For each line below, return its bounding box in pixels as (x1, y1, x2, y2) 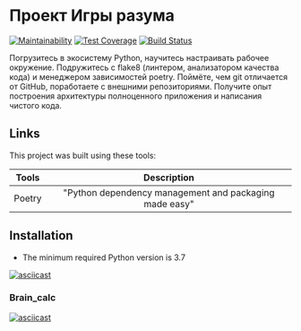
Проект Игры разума (9, 5, 175, 26)
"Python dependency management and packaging (62, 186, 275, 198)
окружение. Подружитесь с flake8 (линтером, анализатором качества (9, 62, 279, 73)
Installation (9, 228, 73, 243)
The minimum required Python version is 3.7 (21, 252, 186, 263)
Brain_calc (9, 292, 56, 304)
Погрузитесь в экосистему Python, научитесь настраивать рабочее (9, 52, 270, 63)
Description (142, 171, 194, 184)
